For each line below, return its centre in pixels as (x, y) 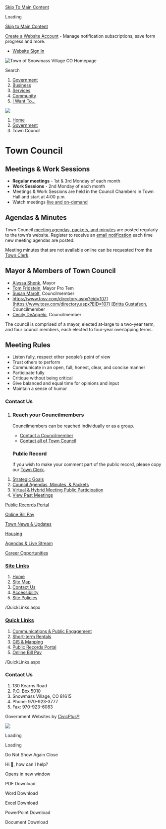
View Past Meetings (33, 495)
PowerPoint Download (28, 812)
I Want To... (24, 101)
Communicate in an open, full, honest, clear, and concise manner (79, 368)
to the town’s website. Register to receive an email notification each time (79, 235)
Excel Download (22, 803)
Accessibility (25, 593)
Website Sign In (28, 51)
